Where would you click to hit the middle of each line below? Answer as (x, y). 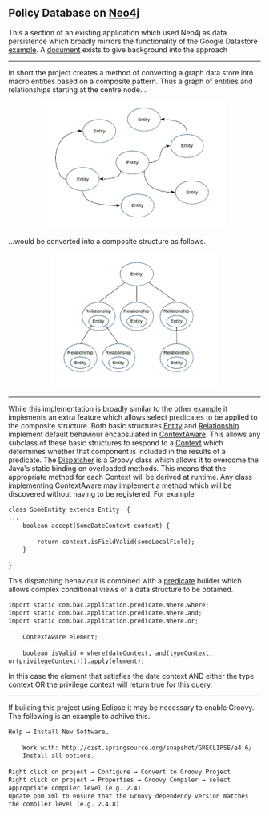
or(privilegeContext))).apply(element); (77, 661)
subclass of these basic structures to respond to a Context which (116, 443)
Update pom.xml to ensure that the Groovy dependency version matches (128, 796)
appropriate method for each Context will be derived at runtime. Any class (130, 477)
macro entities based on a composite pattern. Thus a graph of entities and (131, 81)
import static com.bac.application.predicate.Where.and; (105, 613)
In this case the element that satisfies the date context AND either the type (131, 676)
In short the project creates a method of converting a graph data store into (131, 72)
